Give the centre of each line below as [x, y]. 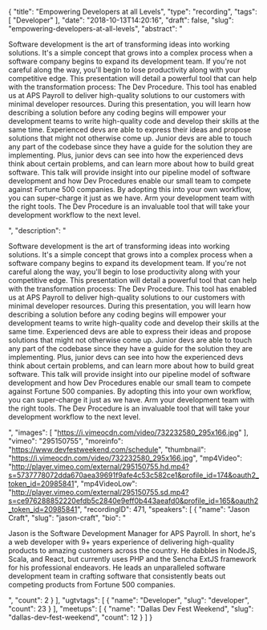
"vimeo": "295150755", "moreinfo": [66, 441]
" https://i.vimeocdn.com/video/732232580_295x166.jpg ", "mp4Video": [125, 458]
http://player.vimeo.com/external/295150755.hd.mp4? [101, 466]
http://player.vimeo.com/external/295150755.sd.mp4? [100, 492]
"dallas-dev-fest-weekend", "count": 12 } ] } [81, 617]
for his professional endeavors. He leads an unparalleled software [117, 567]
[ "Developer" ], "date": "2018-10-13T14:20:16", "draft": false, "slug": [121, 20]
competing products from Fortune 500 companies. [92, 585]
